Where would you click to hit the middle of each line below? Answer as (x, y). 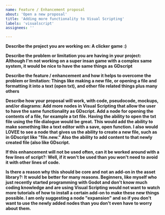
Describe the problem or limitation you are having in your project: (73, 56)
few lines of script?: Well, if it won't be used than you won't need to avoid (82, 157)
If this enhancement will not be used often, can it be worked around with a (82, 152)
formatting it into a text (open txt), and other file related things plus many (82, 86)
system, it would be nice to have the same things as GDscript (69, 66)
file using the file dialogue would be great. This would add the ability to (79, 122)
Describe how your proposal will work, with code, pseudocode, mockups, (82, 101)
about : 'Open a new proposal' (37, 14)
